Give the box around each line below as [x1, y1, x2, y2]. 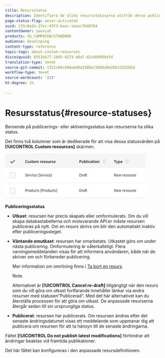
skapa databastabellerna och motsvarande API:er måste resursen [12, 218, 145, 224]
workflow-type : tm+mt [5, 70, 50, 75]
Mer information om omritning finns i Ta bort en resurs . [12, 263, 124, 269]
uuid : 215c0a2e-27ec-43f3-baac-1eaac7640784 [5, 24, 98, 28]
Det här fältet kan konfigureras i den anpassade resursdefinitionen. [5, 347, 141, 353]
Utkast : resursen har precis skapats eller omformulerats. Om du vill [12, 213, 148, 219]
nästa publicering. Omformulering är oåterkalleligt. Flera [12, 243, 126, 249]
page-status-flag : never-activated [5, 18, 78, 23]
